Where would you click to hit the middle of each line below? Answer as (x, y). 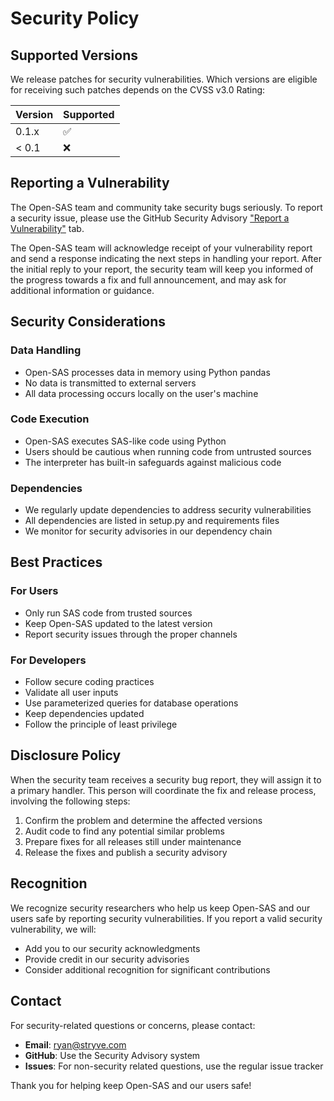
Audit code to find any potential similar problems (124, 831)
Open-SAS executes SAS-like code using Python (125, 441)
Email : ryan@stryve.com (75, 1044)
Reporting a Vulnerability (90, 183)
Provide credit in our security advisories (107, 959)
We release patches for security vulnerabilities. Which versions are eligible (164, 79)
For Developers (48, 660)
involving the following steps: (70, 801)
